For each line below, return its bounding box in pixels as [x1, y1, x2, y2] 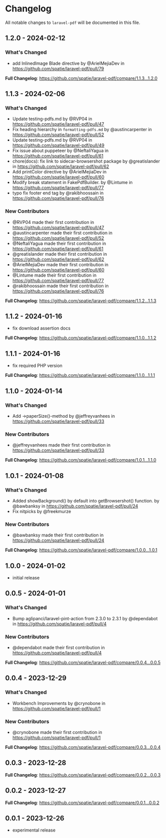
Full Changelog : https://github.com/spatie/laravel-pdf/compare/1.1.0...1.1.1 [5, 372, 155, 378]
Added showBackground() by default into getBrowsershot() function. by [12, 498, 160, 503]
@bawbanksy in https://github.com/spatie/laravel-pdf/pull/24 [12, 503, 138, 509]
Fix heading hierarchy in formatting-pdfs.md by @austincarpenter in [12, 127, 152, 133]
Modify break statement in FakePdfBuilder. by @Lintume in [12, 179, 133, 185]
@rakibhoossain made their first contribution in [12, 283, 109, 289]
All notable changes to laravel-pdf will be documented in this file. [5, 19, 141, 25]
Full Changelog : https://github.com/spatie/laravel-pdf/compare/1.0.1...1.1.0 [5, 457, 157, 463]
